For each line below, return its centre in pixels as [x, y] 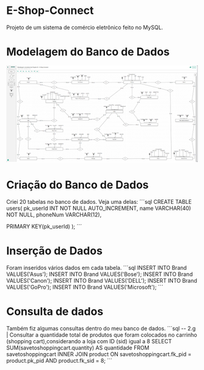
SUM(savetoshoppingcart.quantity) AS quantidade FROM [78, 348]
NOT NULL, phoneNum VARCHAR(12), [54, 215]
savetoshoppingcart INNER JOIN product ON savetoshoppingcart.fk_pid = [99, 354]
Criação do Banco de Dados [77, 185]
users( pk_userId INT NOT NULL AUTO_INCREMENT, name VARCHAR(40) [99, 208]
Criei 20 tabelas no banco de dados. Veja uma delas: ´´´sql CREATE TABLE [99, 202]
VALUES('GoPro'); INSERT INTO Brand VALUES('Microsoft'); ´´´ [85, 287]
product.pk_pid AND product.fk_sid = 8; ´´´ [59, 361]
